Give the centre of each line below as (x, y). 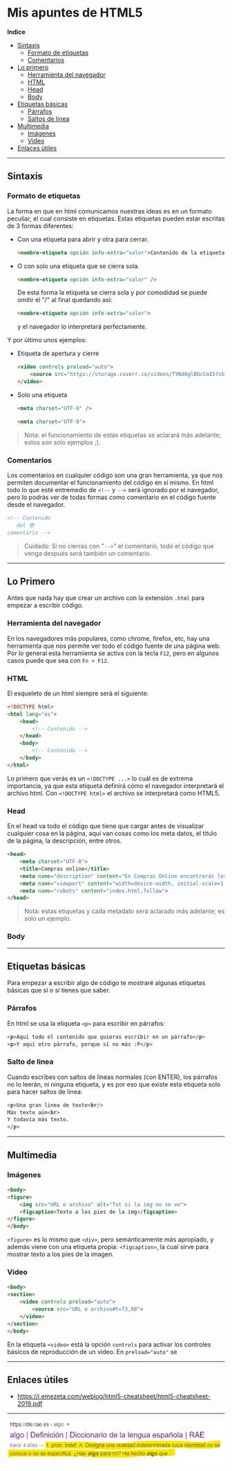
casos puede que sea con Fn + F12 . (58, 660)
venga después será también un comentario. (88, 553)
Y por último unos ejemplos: (47, 340)
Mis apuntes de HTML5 (75, 13)
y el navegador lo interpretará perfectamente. (82, 327)
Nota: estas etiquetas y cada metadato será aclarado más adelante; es (124, 911)
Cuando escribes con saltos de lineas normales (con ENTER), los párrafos (112, 1077)
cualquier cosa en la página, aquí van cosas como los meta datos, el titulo (112, 834)
